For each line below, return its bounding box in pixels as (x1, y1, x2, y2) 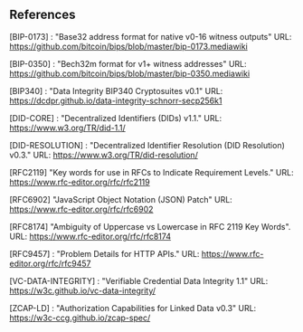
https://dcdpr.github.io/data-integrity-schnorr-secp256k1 (9, 95, 223, 106)
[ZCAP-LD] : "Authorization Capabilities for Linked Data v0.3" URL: (9, 302, 257, 313)
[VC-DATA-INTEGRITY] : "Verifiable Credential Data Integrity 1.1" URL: (9, 275, 269, 286)
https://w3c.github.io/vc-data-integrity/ (9, 285, 156, 296)
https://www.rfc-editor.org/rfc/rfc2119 (9, 176, 151, 187)
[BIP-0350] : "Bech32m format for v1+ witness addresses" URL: (9, 58, 247, 69)
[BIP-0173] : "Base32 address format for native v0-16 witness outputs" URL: (9, 31, 292, 42)
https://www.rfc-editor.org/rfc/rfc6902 (9, 204, 154, 214)
